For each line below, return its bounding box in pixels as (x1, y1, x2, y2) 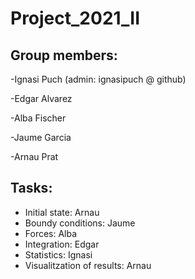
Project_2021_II (10, 7, 141, 30)
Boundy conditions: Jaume (24, 217, 136, 229)
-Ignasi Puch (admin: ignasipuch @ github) (10, 73, 187, 85)
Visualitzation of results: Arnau (24, 259, 152, 271)
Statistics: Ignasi (24, 248, 93, 261)
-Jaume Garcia (10, 132, 72, 143)
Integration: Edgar (24, 238, 100, 250)
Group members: (10, 47, 118, 64)
